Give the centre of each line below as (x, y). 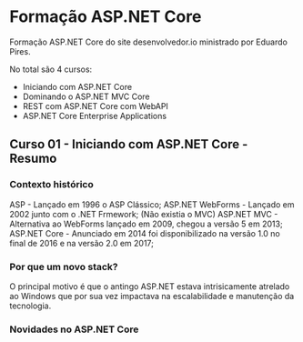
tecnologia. (30, 306)
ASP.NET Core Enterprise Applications (94, 116)
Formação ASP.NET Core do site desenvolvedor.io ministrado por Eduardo (149, 42)
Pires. (20, 51)
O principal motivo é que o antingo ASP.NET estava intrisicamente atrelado (150, 286)
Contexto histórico (51, 185)
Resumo (33, 159)
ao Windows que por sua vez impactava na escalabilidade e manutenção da (152, 296)
